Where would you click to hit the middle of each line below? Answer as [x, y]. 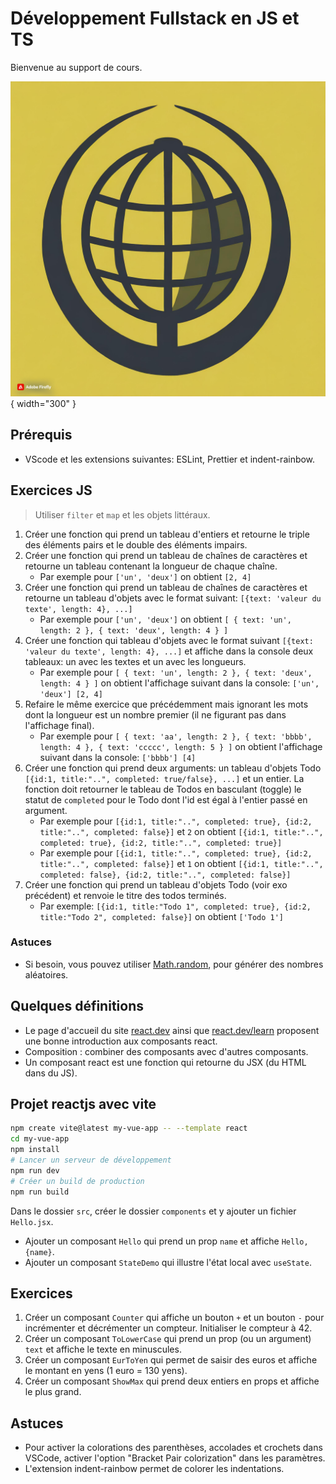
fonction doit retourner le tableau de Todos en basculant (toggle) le [163, 789]
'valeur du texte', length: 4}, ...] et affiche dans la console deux [169, 651]
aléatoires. [46, 974]
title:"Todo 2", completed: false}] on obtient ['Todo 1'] [162, 916]
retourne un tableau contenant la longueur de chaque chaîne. [151, 566]
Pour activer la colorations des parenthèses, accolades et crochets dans [173, 1448]
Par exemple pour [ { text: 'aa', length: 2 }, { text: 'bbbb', [176, 736]
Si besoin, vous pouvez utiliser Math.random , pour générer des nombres [174, 964]
